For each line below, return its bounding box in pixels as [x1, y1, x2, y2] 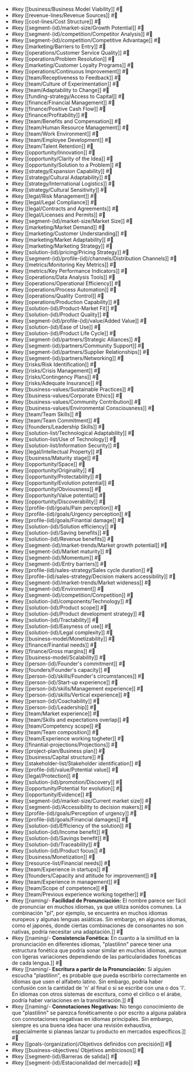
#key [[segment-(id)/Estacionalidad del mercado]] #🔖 [11, 1059, 141, 1066]
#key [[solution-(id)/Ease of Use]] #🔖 [11, 323, 101, 330]
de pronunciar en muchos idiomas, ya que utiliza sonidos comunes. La [11, 904, 182, 910]
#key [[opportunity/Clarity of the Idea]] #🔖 [11, 155, 113, 162]
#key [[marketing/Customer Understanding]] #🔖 [11, 230, 127, 237]
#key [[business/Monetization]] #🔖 [11, 854, 95, 860]
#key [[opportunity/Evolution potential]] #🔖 [11, 479, 115, 486]
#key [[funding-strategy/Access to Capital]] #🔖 [11, 93, 125, 100]
